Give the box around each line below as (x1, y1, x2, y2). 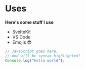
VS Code (12, 34, 31, 40)
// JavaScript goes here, (5, 49, 58, 54)
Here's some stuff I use (5, 19, 54, 25)
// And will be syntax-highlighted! (5, 53, 81, 58)
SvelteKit (12, 29, 31, 34)
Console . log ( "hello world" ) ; (5, 58, 65, 63)
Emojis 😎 (12, 39, 32, 45)
